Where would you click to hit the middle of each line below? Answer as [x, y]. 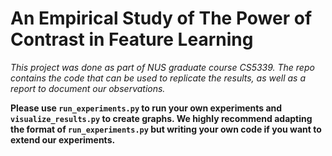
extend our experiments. [63, 139]
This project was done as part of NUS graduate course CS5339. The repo [162, 67]
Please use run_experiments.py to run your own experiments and [146, 108]
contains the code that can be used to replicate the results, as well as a [158, 78]
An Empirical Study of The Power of [161, 18]
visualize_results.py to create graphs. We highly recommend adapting [161, 118]
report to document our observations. [88, 88]
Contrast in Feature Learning [132, 39]
